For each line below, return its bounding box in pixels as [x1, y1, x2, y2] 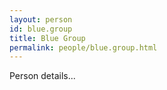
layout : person [9, 14, 73, 25]
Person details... [9, 70, 76, 82]
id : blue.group [9, 24, 73, 34]
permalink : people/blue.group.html [9, 42, 158, 53]
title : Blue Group [9, 33, 86, 43]
